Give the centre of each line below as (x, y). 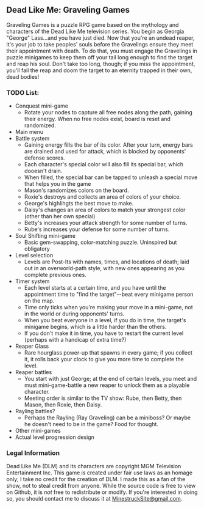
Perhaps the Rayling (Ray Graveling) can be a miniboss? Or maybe (107, 418)
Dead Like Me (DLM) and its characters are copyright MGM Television (94, 466)
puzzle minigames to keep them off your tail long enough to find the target (100, 57)
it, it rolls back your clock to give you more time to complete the (104, 359)
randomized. (40, 125)
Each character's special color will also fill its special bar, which (104, 164)
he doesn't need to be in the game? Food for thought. (91, 424)
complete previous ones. (55, 275)
